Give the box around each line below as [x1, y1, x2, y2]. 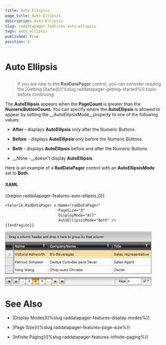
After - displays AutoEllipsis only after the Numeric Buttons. [12, 126, 136, 132]
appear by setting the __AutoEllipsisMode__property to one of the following [5, 112, 158, 117]
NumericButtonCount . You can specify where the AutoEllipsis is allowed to [5, 107, 160, 113]
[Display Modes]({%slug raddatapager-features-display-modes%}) [12, 315, 150, 321]
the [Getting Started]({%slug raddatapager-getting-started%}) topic [17, 86, 157, 92]
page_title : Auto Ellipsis [5, 13, 61, 18]
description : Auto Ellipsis [5, 18, 63, 23]
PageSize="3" [58, 208, 85, 213]
